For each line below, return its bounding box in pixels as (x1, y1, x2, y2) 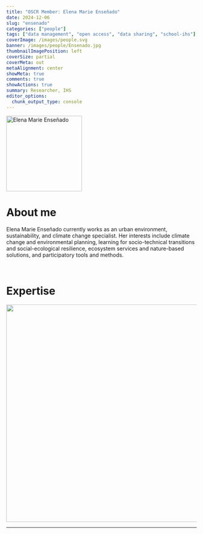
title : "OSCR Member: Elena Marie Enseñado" (6, 8, 120, 15)
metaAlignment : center (6, 65, 63, 71)
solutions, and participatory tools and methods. (6, 251, 124, 259)
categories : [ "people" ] (6, 25, 66, 32)
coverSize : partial (6, 54, 56, 60)
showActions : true (6, 82, 53, 88)
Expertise (6, 284, 56, 298)
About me (6, 205, 57, 219)
